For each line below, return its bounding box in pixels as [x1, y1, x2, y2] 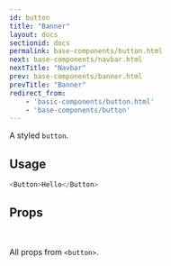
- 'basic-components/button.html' [25, 96, 155, 106]
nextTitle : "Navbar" [9, 64, 87, 73]
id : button [9, 13, 50, 23]
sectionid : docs [9, 38, 70, 48]
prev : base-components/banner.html [9, 72, 143, 81]
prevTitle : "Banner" [9, 80, 87, 89]
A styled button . [9, 130, 69, 141]
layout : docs [9, 30, 58, 39]
